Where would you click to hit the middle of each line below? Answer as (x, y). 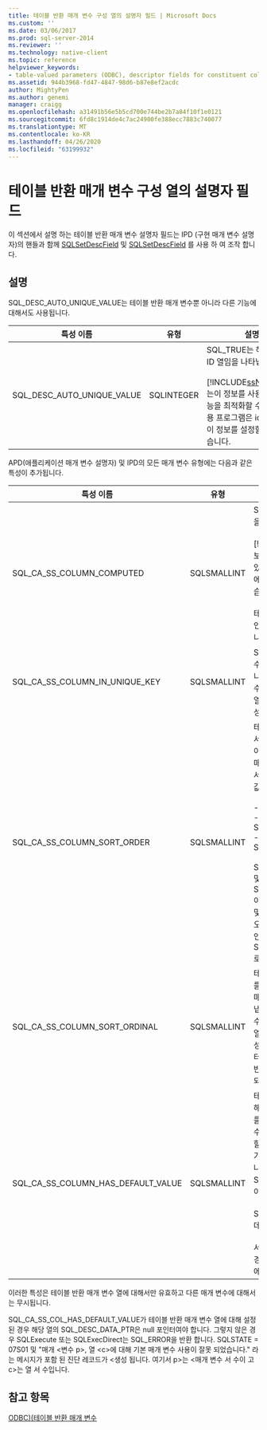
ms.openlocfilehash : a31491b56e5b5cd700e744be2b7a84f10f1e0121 (115, 112)
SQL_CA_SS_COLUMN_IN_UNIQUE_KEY (87, 682)
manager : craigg (35, 104)
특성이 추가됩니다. (36, 473)
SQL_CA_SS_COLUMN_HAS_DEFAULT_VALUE (97, 1184)
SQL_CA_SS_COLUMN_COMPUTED (78, 573)
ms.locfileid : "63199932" (51, 149)
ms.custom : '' (32, 23)
